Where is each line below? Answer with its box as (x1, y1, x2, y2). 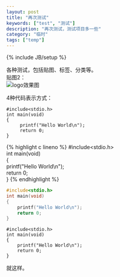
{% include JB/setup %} (6, 54, 67, 61)
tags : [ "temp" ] (6, 37, 45, 43)
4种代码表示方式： (6, 95, 53, 101)
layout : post (6, 8, 39, 15)
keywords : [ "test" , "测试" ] (6, 20, 76, 26)
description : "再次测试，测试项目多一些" (6, 25, 102, 32)
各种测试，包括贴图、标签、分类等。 (6, 66, 97, 73)
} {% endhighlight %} (6, 176, 59, 182)
